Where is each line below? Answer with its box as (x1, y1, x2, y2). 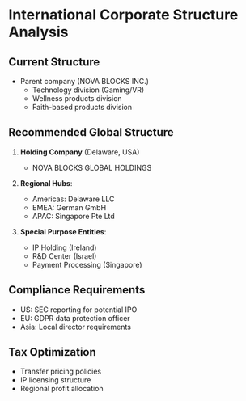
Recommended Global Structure (8, 125, 174, 139)
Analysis (8, 23, 69, 41)
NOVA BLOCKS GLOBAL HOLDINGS (32, 163, 152, 172)
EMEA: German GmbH (32, 202, 107, 212)
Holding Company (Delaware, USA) (19, 147, 140, 157)
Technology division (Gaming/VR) (32, 85, 145, 95)
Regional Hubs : (19, 178, 73, 188)
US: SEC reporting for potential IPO (19, 305, 138, 314)
